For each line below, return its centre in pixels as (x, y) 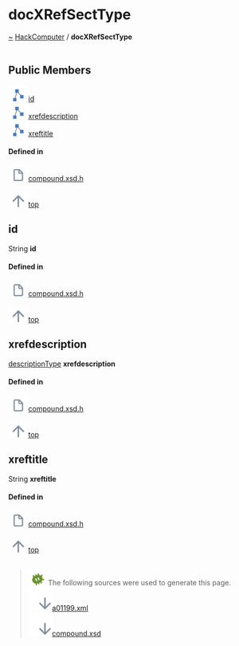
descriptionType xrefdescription (62, 364)
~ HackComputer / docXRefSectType (71, 37)
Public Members (50, 71)
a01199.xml (70, 608)
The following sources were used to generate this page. (139, 583)
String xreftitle (33, 479)
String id (22, 248)
